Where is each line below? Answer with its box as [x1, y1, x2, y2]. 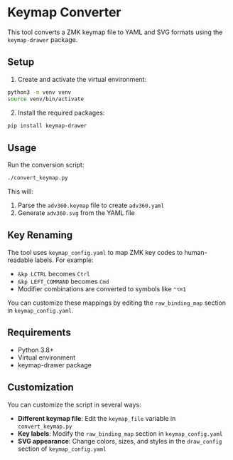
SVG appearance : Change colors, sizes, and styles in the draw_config [17, 437, 222, 445]
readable [7, 256, 33, 264]
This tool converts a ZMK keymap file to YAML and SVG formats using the [7, 28, 223, 36]
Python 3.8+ [17, 345, 55, 354]
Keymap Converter [7, 4, 121, 21]
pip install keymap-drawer [7, 122, 87, 129]
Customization [7, 382, 75, 394]
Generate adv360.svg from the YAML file [17, 209, 135, 217]
